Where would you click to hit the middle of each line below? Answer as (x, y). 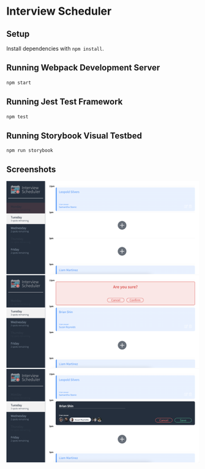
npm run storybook (30, 151)
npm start (19, 83)
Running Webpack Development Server (83, 68)
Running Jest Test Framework (65, 102)
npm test (17, 117)
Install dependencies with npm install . (55, 48)
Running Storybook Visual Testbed (74, 136)
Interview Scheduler (59, 11)
